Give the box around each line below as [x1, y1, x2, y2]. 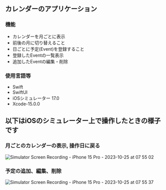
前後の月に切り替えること [12, 40, 65, 46]
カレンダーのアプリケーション [5, 5, 97, 14]
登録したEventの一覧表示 [12, 52, 64, 58]
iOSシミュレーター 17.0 [12, 95, 59, 101]
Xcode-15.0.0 [12, 101, 40, 107]
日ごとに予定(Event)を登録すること [12, 46, 85, 52]
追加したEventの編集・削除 [12, 58, 68, 64]
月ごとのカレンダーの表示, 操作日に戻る [5, 142, 100, 149]
